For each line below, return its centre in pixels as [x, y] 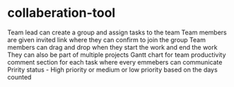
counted [19, 77]
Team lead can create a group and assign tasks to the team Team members [117, 32]
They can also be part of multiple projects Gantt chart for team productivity [117, 55]
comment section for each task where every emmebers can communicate [115, 62]
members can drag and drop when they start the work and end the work [112, 47]
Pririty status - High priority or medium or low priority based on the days [112, 69]
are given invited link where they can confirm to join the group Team [107, 39]
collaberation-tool [62, 13]
